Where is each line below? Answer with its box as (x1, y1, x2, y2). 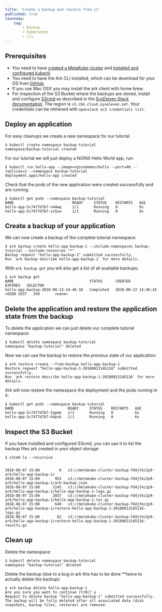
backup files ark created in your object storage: (5, 445, 100, 451)
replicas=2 (5, 169, 27, 173)
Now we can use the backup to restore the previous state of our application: (5, 352, 157, 359)
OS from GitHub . (12, 80, 45, 86)
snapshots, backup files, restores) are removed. (5, 602, 107, 607)
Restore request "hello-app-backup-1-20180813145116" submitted (5, 366, 137, 371)
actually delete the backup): (5, 576, 61, 582)
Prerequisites (5, 52, 46, 61)
